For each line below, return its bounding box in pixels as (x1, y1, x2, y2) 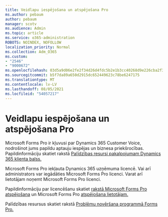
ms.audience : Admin (5, 26, 46, 31)
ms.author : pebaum (5, 12, 43, 17)
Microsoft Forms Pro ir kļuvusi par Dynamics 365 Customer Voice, (5, 140, 141, 146)
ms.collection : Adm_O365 (5, 49, 57, 54)
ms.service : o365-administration (5, 36, 75, 41)
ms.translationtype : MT (5, 77, 55, 82)
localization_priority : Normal (5, 45, 70, 50)
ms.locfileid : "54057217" (5, 91, 59, 96)
